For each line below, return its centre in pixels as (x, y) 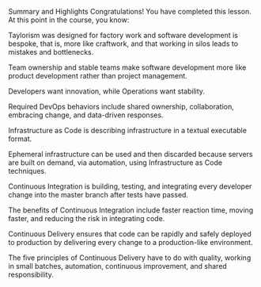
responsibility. (31, 274)
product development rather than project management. (98, 76)
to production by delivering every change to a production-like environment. (130, 242)
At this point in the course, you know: (69, 20)
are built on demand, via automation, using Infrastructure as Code (115, 163)
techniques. (27, 171)
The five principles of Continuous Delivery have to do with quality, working (130, 258)
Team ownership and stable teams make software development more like (127, 67)
